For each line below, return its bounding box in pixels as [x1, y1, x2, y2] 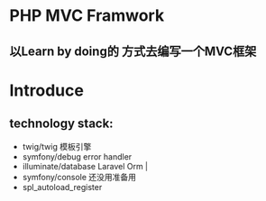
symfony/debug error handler [22, 151, 133, 162]
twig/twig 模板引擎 [22, 141, 92, 151]
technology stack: [9, 116, 115, 132]
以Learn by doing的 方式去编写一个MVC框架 [9, 43, 257, 59]
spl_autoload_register [22, 181, 103, 192]
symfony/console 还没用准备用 [22, 171, 137, 182]
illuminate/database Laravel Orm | [22, 160, 149, 171]
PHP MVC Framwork [9, 5, 165, 26]
